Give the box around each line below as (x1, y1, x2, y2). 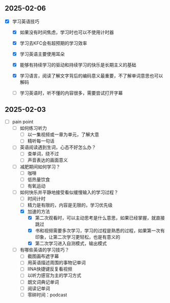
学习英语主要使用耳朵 (19, 51, 65, 57)
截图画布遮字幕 (27, 253, 59, 260)
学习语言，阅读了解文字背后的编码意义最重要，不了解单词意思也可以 (19, 73, 163, 79)
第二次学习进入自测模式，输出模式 (35, 240, 107, 247)
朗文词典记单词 (27, 278, 59, 285)
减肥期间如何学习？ (19, 164, 61, 170)
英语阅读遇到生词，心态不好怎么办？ (19, 144, 96, 150)
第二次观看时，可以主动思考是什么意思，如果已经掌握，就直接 (35, 215, 165, 221)
